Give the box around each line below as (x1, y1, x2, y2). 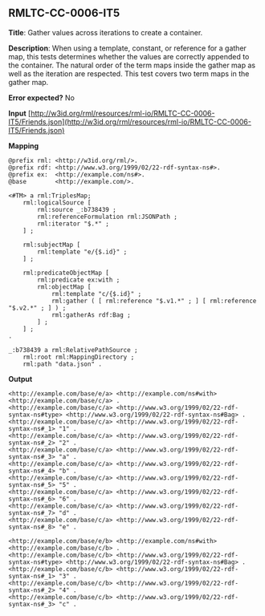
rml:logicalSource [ (22, 198, 92, 207)
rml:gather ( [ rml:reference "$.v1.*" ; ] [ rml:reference (51, 297, 257, 305)
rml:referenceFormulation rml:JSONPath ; (37, 213, 178, 221)
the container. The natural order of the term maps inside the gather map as (8, 60, 255, 70)
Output (8, 374, 33, 383)
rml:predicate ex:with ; (37, 276, 120, 284)
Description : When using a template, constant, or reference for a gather (8, 43, 247, 53)
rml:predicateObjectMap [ (22, 269, 110, 277)
